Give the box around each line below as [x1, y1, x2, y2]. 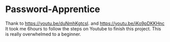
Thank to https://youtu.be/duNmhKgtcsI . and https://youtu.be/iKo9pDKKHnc [5, 20, 165, 26]
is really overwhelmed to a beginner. [5, 31, 81, 37]
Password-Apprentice [5, 4, 100, 15]
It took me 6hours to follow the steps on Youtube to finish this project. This [5, 25, 161, 31]
